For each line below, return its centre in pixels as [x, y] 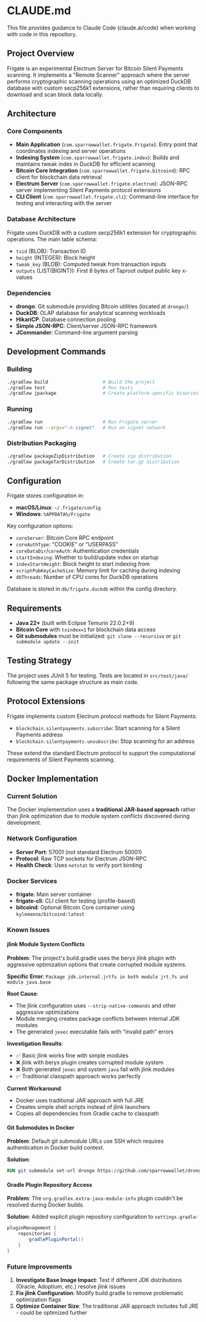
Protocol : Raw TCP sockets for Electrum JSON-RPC [81, 858]
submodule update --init [47, 642]
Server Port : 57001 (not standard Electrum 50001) [79, 852]
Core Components [35, 131]
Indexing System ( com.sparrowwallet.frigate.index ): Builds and [97, 158]
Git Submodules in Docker [41, 1127]
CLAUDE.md [39, 11]
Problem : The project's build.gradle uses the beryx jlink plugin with [91, 958]
